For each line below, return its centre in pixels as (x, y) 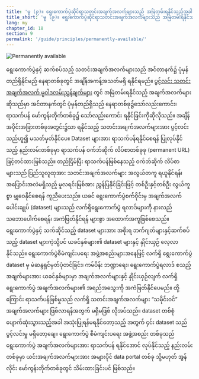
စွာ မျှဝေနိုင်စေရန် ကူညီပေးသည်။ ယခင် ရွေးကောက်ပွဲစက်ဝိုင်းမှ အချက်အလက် (94, 196)
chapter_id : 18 (25, 28)
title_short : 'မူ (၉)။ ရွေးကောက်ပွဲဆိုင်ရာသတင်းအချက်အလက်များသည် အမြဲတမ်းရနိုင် (98, 17)
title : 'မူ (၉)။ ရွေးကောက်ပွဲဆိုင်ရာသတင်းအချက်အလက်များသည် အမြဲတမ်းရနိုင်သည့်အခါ (99, 12)
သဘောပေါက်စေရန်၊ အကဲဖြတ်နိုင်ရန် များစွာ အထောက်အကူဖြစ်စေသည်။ (88, 219)
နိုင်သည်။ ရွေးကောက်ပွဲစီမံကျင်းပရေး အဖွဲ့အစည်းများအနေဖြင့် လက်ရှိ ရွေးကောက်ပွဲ (99, 253)
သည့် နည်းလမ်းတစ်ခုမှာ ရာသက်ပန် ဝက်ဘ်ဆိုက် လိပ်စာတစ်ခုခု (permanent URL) (98, 150)
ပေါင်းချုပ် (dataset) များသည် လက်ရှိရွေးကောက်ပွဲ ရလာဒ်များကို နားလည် (89, 207)
